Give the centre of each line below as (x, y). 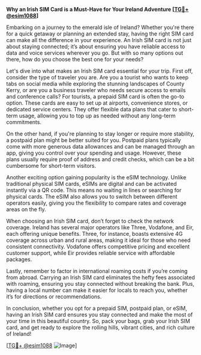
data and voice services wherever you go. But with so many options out (95, 53)
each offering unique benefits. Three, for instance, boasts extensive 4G (94, 234)
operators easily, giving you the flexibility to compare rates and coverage (96, 203)
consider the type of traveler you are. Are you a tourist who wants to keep (97, 77)
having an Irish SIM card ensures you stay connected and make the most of (100, 315)
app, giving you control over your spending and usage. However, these (94, 153)
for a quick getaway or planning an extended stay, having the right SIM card (100, 34)
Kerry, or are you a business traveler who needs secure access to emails (96, 90)
